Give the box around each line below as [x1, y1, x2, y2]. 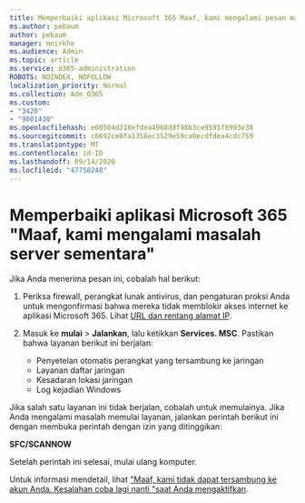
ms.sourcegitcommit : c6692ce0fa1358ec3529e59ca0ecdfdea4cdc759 [9, 132, 254, 141]
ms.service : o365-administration [9, 65, 136, 74]
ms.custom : [9, 97, 51, 107]
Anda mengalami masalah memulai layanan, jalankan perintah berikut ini [9, 411, 279, 423]
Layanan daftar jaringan [35, 365, 125, 376]
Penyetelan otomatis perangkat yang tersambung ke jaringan [35, 356, 264, 367]
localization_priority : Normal [9, 81, 128, 90]
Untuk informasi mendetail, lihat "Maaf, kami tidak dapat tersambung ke [9, 474, 277, 485]
